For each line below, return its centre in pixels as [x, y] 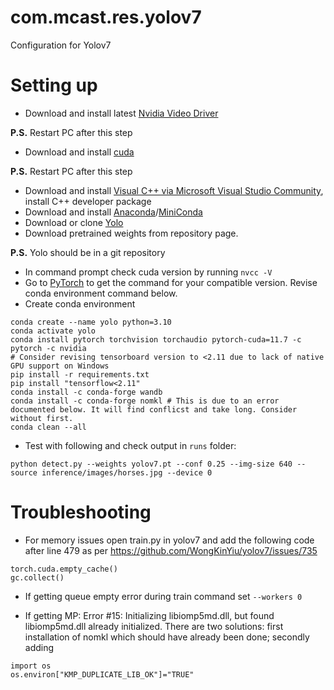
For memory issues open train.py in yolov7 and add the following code [169, 540]
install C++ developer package [88, 201]
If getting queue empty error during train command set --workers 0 [163, 596]
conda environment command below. [101, 293]
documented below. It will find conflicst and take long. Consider [154, 409]
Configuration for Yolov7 [61, 45]
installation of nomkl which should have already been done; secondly [167, 637]
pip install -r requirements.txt [80, 374]
